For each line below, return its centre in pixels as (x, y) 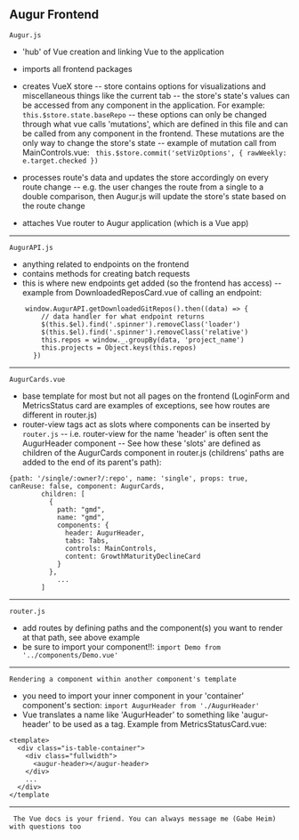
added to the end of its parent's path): (92, 462)
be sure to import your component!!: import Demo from (121, 646)
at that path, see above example (81, 637)
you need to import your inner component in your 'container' (133, 695)
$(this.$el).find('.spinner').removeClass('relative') (145, 332)
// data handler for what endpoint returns (123, 316)
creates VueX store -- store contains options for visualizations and (144, 86)
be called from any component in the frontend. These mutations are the (153, 133)
